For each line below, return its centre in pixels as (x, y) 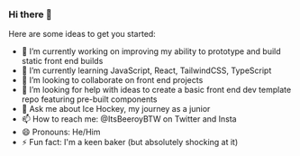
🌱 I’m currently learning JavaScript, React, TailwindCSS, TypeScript (146, 70)
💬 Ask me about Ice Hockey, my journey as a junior (116, 109)
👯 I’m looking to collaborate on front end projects (112, 80)
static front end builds (62, 61)
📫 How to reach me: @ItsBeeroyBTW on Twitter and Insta (129, 119)
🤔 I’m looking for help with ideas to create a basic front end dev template (156, 90)
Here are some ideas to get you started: (82, 34)
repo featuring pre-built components (90, 99)
